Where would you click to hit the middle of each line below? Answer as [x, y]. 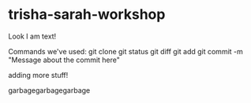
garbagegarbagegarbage [49, 90]
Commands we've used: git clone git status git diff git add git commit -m [126, 51]
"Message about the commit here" [64, 60]
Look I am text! [32, 36]
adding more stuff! [38, 75]
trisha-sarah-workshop [87, 15]
